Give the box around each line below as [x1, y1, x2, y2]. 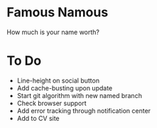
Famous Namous [6, 4, 109, 21]
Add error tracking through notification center [16, 106, 151, 114]
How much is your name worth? [6, 28, 100, 36]
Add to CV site [16, 114, 60, 122]
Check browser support [16, 99, 87, 107]
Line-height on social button [16, 76, 100, 85]
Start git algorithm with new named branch [16, 91, 143, 100]
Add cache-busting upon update [16, 83, 113, 92]
